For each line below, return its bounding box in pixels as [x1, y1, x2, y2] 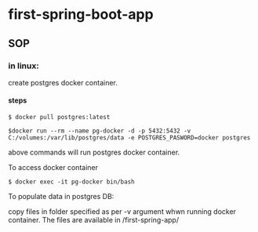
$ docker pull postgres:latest [8, 114, 111, 121]
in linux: [8, 60, 39, 71]
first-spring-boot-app [8, 5, 154, 24]
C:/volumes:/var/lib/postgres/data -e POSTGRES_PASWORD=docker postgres [8, 134, 251, 142]
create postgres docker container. [8, 78, 118, 87]
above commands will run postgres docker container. [8, 147, 180, 158]
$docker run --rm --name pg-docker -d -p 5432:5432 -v [8, 127, 191, 135]
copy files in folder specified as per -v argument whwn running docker [8, 207, 237, 216]
